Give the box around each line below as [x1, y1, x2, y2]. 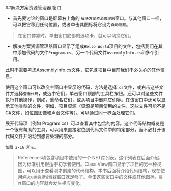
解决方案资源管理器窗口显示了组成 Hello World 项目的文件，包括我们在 [12, 43, 159, 49]
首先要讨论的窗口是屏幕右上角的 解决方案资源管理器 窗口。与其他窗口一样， [12, 15, 164, 21]
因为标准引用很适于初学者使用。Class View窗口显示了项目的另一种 [17, 161, 157, 167]
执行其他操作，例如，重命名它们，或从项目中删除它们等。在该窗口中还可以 [5, 97, 161, 103]
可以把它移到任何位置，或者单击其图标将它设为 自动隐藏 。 [12, 22, 131, 28]
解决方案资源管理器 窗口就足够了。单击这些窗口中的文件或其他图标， [22, 174, 159, 180]
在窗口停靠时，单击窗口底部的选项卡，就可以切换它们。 [17, 33, 134, 38]
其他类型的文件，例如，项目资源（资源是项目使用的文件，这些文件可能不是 [9, 103, 166, 109]
